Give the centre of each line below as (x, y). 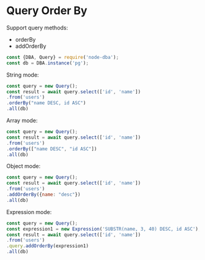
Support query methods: (37, 28)
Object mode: (24, 166)
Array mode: (22, 121)
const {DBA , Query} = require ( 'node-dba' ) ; (63, 57)
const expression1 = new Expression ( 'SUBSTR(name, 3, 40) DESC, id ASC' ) (102, 229)
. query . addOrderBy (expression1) (47, 246)
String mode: (23, 75)
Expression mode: (29, 212)
